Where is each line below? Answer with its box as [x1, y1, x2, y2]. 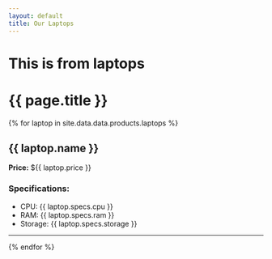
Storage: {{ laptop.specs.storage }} [19, 219, 138, 228]
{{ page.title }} [8, 91, 108, 109]
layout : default [8, 11, 63, 20]
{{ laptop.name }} [8, 142, 99, 155]
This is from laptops [8, 54, 146, 73]
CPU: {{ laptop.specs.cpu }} [19, 202, 113, 211]
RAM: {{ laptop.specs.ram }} [19, 210, 115, 219]
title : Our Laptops [8, 19, 74, 28]
